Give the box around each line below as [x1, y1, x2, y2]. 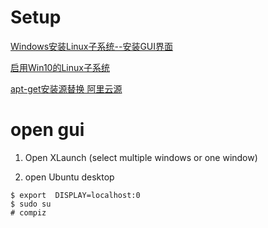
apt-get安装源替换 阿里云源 [10, 82, 123, 95]
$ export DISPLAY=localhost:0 [10, 190, 141, 200]
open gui [10, 119, 85, 141]
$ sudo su [10, 199, 52, 209]
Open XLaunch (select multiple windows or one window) [24, 151, 258, 163]
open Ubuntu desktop [24, 171, 115, 183]
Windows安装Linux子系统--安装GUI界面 [10, 40, 174, 52]
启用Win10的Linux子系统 [10, 61, 110, 73]
